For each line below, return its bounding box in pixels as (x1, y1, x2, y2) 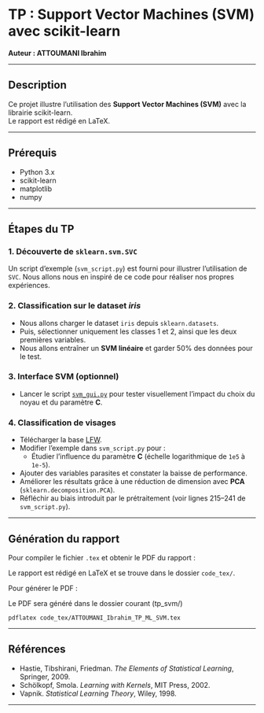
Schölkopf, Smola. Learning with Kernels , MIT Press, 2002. (19, 680, 211, 689)
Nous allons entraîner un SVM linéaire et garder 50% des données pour (19, 343, 253, 353)
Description (8, 79, 67, 92)
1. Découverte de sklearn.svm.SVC (8, 246, 137, 257)
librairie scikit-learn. (8, 108, 73, 117)
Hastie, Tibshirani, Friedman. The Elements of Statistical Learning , (19, 663, 234, 673)
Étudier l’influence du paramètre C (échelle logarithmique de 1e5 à (31, 452, 246, 461)
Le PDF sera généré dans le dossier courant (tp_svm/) (8, 598, 183, 608)
